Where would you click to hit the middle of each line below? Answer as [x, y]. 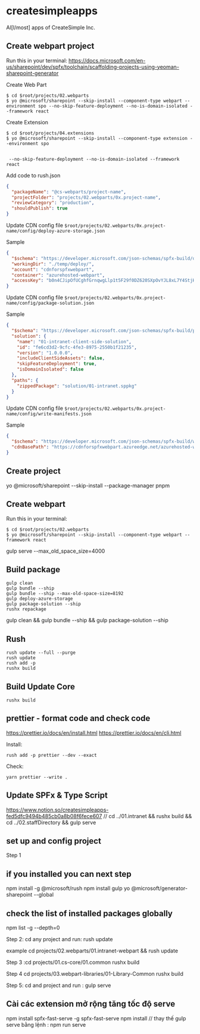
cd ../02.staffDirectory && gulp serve [51, 822]
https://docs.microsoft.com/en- [107, 60]
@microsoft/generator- [160, 888]
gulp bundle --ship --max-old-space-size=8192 [65, 594]
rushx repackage [26, 609]
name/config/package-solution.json [50, 303]
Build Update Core [41, 686]
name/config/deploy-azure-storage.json [56, 231]
